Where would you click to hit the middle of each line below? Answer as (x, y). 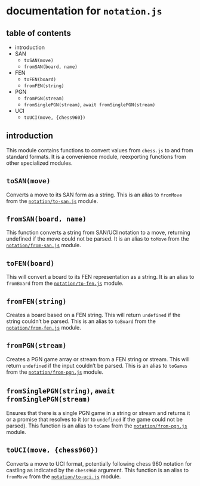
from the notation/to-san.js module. (52, 201)
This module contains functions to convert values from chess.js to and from (100, 150)
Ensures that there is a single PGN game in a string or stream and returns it (98, 413)
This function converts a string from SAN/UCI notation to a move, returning (99, 233)
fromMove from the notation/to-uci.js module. (64, 476)
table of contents (39, 33)
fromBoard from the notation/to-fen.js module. (65, 283)
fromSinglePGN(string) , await (61, 391)
